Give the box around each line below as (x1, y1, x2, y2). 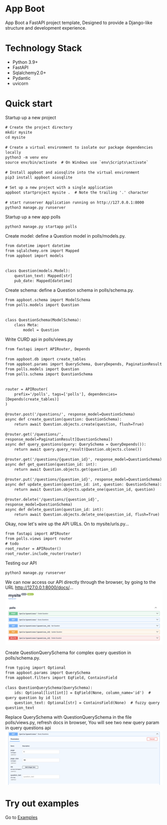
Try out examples (5, 798, 79, 809)
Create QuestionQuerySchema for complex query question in (5, 650, 131, 656)
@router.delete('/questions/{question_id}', (5, 497, 99, 502)
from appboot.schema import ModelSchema (5, 297, 91, 302)
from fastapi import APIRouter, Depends (5, 346, 91, 351)
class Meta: (14, 322, 39, 327)
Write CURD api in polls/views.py (5, 336, 73, 342)
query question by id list (5, 695, 61, 701)
